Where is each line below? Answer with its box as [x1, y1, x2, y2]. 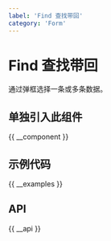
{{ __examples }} [8, 179, 63, 189]
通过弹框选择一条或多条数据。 [8, 84, 107, 94]
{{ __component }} [8, 132, 69, 141]
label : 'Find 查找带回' [8, 11, 83, 20]
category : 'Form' [8, 19, 67, 27]
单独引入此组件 [8, 110, 83, 124]
